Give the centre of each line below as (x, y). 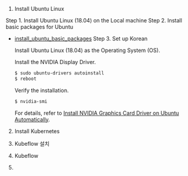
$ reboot (25, 79)
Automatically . (32, 119)
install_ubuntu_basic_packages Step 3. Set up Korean (81, 38)
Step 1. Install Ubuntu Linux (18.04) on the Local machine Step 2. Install (94, 20)
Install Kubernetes (37, 131)
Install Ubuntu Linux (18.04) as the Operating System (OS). (87, 50)
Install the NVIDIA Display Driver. (55, 62)
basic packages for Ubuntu (40, 27)
